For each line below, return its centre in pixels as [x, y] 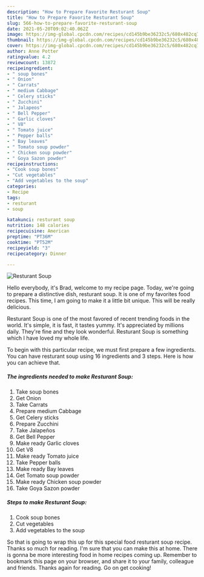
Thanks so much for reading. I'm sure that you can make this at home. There [102, 549]
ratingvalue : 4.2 [29, 57]
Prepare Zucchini [37, 424]
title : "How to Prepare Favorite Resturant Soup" [71, 18]
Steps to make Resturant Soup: [47, 502]
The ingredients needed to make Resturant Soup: [70, 377]
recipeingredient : [30, 68]
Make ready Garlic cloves [47, 443]
